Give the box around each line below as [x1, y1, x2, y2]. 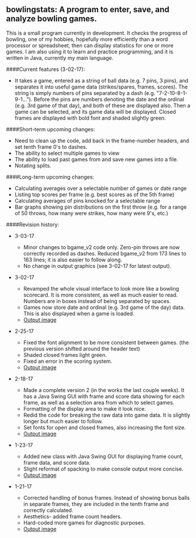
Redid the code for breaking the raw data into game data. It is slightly [23, 411, 191, 418]
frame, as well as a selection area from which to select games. [23, 399, 175, 406]
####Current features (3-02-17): [6, 66, 85, 73]
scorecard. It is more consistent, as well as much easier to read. [23, 291, 178, 298]
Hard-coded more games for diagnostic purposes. [23, 519, 146, 526]
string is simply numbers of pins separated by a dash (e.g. [14, 89, 156, 96]
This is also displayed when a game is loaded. [23, 310, 135, 317]
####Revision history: [6, 221, 60, 228]
